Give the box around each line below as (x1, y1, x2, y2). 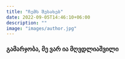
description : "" (6, 20, 47, 26)
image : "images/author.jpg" (6, 25, 77, 32)
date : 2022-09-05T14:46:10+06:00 (6, 14, 91, 20)
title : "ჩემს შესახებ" (6, 8, 63, 15)
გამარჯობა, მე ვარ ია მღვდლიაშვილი (6, 45, 119, 54)
